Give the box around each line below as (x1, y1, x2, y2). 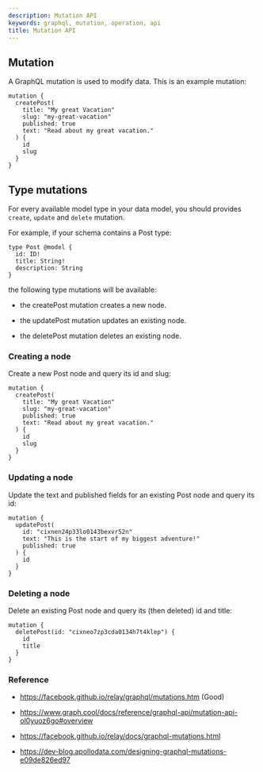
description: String (15, 264, 83, 272)
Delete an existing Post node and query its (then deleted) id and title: (8, 605, 232, 615)
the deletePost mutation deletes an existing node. (19, 331, 182, 340)
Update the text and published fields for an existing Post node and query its (8, 490, 255, 500)
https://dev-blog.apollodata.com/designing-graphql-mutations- (19, 747, 227, 756)
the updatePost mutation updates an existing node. (19, 316, 187, 325)
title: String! (15, 257, 66, 265)
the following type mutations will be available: (8, 285, 157, 294)
